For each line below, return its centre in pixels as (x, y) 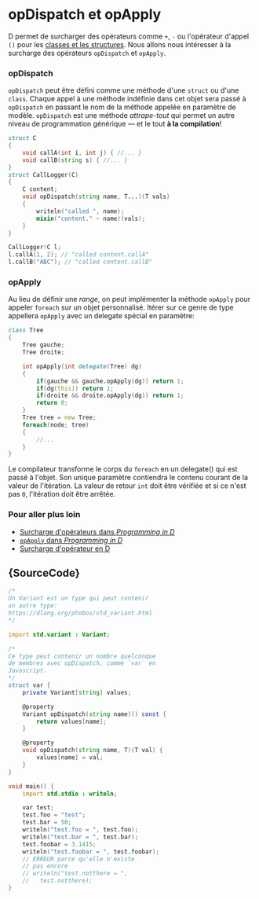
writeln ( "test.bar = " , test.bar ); (80, 837)
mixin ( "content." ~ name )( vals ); (91, 218)
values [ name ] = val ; (70, 758)
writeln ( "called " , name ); (80, 211)
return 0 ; (52, 403)
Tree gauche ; (44, 345)
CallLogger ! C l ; (35, 248)
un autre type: (33, 606)
